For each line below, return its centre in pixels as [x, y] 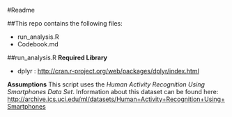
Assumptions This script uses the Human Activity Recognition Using [106, 84]
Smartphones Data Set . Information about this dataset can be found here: [113, 92]
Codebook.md [38, 44]
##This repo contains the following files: [65, 23]
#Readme [21, 10]
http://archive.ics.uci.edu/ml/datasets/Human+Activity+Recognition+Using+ [116, 99]
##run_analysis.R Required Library [57, 57]
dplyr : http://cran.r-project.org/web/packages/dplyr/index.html [108, 71]
